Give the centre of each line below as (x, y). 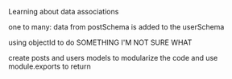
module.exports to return (50, 66)
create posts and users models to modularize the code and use (113, 58)
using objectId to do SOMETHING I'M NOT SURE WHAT (100, 42)
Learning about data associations (64, 12)
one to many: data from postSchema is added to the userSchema (116, 27)
